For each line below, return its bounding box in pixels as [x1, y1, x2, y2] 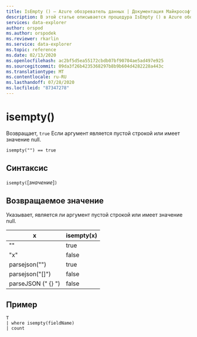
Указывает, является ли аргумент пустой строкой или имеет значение [6, 211, 183, 218]
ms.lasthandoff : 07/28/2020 [6, 80, 75, 86]
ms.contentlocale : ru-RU [6, 74, 67, 80]
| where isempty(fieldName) [6, 321, 75, 326]
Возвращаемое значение [6, 196, 104, 206]
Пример [6, 299, 38, 309]
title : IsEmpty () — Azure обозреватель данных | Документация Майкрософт [6, 8, 193, 15]
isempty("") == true [6, 147, 57, 153]
